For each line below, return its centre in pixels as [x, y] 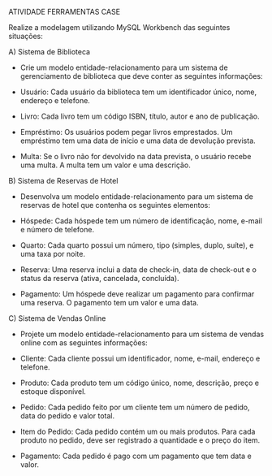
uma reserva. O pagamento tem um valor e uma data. [109, 303]
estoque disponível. [53, 392]
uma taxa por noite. [52, 254]
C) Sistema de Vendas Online [57, 318]
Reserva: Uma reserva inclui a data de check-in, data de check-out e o [138, 270]
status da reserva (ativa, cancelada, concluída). [100, 278]
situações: [26, 36]
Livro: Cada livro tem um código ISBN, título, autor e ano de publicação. [140, 116]
